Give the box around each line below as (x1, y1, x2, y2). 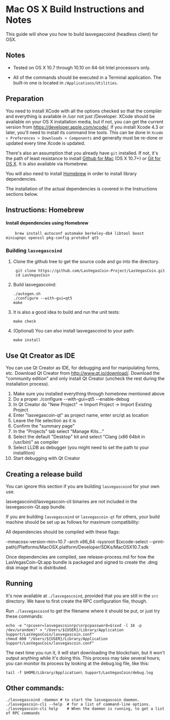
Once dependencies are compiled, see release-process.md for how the (6, 554, 155, 560)
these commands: (6, 613, 44, 619)
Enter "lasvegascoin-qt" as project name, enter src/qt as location (13, 412, 149, 418)
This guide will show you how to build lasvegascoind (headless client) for (6, 31, 158, 37)
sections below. (6, 191, 38, 197)
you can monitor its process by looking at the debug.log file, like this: (6, 660, 149, 666)
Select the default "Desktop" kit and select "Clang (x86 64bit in (13, 434, 145, 440)
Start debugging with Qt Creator (13, 455, 80, 461)
